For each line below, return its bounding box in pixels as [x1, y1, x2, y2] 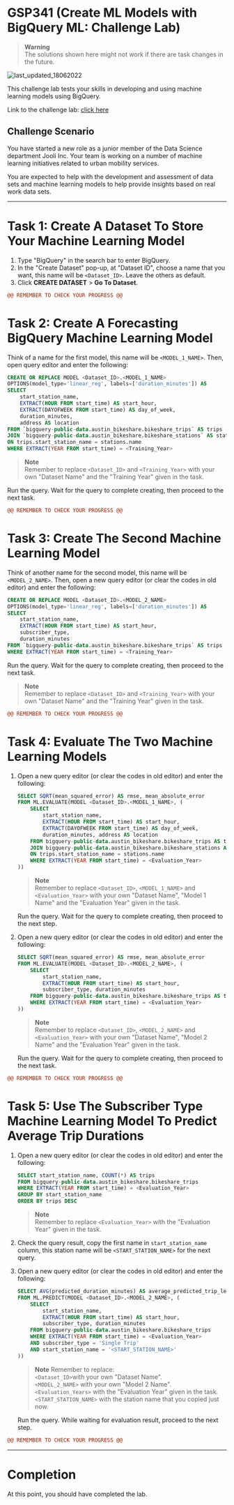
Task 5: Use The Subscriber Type [7, 1098, 203, 1114]
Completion [7, 1467, 77, 1482]
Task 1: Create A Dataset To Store [7, 218, 204, 234]
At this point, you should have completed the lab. [7, 1490, 148, 1498]
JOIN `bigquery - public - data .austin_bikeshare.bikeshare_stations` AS [7, 432, 214, 440]
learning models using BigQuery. [7, 92, 101, 100]
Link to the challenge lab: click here [7, 105, 109, 114]
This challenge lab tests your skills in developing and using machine [7, 84, 202, 93]
